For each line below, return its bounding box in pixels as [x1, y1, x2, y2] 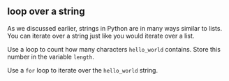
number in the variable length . [7, 52, 94, 61]
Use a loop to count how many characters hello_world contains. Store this [7, 45, 221, 53]
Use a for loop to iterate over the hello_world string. [7, 66, 158, 74]
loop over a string [7, 6, 85, 17]
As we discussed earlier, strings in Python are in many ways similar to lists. [7, 24, 222, 32]
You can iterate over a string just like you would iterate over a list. [7, 31, 195, 40]
